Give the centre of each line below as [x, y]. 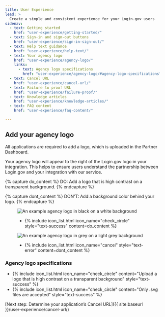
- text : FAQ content [30, 106]
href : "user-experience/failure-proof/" [56, 92]
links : [21, 65]
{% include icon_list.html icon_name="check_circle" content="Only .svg [85, 289]
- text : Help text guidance [38, 46]
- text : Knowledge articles [38, 97]
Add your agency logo [40, 135]
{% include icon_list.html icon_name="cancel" [71, 245]
